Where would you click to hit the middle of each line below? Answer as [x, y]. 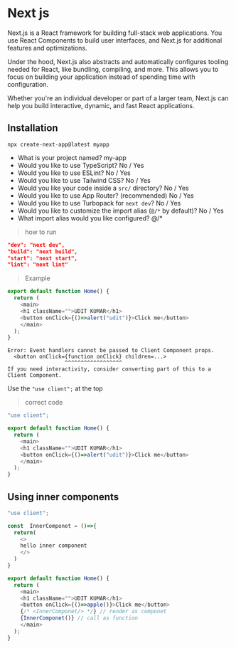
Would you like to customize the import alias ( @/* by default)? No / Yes [120, 211]
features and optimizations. [47, 48]
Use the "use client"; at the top [55, 388]
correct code [44, 403]
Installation [33, 128]
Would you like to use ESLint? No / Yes [74, 173]
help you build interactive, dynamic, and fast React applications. [101, 105]
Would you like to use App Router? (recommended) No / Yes [106, 195]
